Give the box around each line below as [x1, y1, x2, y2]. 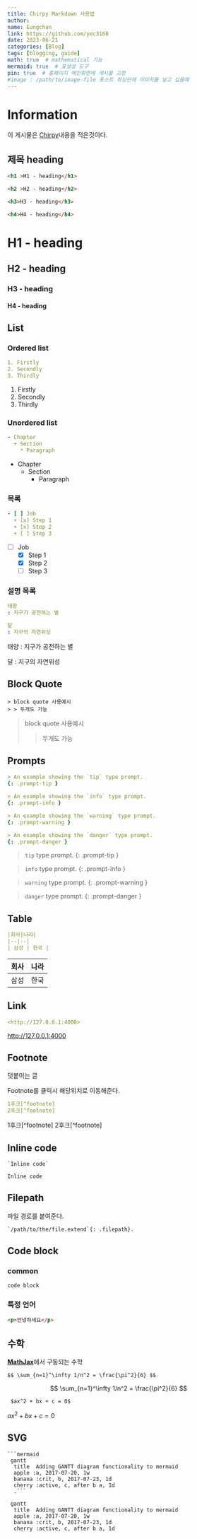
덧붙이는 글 [7, 1072, 38, 1080]
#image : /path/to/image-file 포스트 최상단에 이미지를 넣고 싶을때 [7, 76, 189, 83]
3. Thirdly [7, 373, 40, 380]
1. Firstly [7, 359, 40, 366]
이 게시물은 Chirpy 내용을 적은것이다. [7, 131, 108, 139]
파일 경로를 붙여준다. [7, 1212, 64, 1220]
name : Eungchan [7, 23, 52, 30]
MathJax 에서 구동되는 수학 [7, 1358, 83, 1367]
